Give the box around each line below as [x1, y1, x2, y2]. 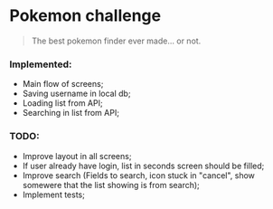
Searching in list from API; [22, 108, 120, 119]
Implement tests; [22, 189, 86, 200]
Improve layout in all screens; [22, 150, 132, 161]
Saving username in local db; [22, 88, 131, 100]
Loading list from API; [22, 98, 103, 109]
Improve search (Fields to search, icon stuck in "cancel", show [22, 169, 256, 181]
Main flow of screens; [22, 79, 104, 90]
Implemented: [9, 58, 72, 71]
